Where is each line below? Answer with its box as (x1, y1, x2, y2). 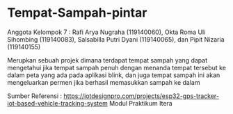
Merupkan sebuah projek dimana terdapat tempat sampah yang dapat (7, 56, 207, 64)
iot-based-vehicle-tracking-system (7, 99, 108, 107)
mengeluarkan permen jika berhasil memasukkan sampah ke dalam (7, 78, 200, 86)
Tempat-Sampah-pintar (7, 5, 147, 21)
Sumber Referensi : (7, 92, 63, 100)
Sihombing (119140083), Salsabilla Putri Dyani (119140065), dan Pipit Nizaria (7, 35, 225, 43)
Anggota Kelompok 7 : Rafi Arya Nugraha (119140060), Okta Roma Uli (7, 28, 206, 36)
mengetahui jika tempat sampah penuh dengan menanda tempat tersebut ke (7, 63, 227, 72)
